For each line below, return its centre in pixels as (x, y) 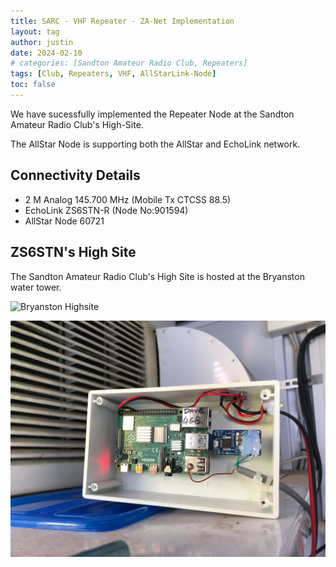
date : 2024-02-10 (46, 53)
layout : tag (35, 31)
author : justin (42, 42)
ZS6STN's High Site (73, 252)
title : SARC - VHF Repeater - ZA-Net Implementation (122, 21)
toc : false (33, 85)
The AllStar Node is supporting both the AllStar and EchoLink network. (155, 144)
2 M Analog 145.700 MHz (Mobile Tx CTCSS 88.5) (128, 199)
